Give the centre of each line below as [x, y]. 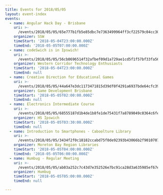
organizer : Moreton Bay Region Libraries [56, 145]
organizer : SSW [29, 37]
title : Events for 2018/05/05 [36, 9]
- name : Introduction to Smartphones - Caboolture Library [70, 131]
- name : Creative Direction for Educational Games [62, 77]
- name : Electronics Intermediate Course [52, 104]
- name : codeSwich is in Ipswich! [44, 50]
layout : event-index [26, 14]
